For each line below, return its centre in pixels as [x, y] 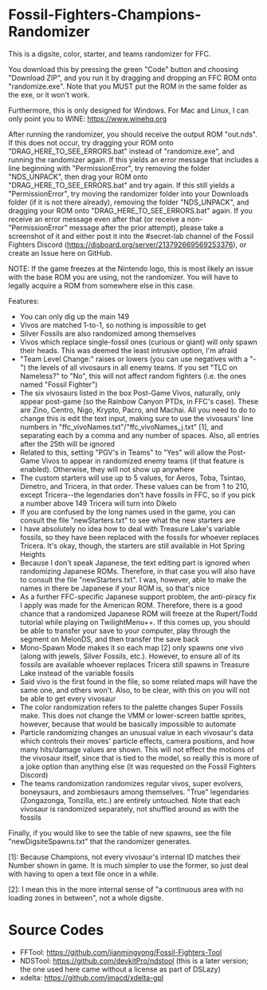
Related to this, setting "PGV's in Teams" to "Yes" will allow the [123, 452]
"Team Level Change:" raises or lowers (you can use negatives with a [134, 359]
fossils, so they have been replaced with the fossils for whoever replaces [139, 537]
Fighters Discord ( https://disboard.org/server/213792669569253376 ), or [128, 245]
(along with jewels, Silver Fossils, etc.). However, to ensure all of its [130, 656]
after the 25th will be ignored [67, 443]
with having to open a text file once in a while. [84, 873]
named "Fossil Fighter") [59, 384]
